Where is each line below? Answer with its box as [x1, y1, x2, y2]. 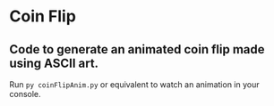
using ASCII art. [9, 55, 99, 70]
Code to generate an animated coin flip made [9, 42, 266, 57]
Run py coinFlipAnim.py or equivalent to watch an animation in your [9, 79, 260, 90]
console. [9, 89, 42, 99]
